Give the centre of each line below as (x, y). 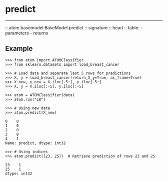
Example (19, 49)
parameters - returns (27, 33)
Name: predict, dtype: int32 (35, 143)
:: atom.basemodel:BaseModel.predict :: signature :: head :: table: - (74, 27)
